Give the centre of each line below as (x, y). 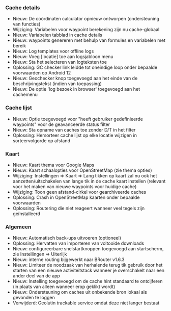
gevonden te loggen (34, 298)
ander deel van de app (36, 276)
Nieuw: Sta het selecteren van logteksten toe (60, 62)
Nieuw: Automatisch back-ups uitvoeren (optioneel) (67, 238)
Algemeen (18, 227)
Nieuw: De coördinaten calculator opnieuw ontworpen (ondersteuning (86, 19)
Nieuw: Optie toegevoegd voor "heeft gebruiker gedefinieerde (78, 119)
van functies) (26, 24)
